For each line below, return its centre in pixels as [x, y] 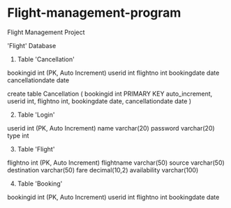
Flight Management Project [46, 32]
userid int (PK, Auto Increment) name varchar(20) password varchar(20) [111, 128]
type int [18, 135]
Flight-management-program [94, 13]
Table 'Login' [36, 114]
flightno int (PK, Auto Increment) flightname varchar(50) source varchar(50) [116, 163]
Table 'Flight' [36, 149]
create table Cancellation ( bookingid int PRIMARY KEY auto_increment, [110, 94]
